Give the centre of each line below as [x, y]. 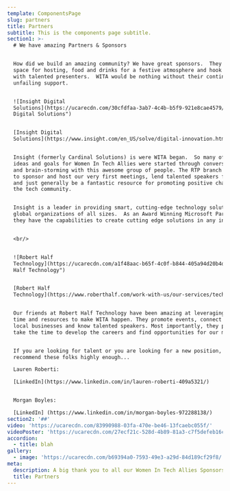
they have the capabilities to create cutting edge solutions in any [114, 220]
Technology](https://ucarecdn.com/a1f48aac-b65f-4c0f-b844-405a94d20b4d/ [120, 264]
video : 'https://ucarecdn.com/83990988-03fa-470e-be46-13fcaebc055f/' [110, 425]
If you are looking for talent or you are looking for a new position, [118, 351]
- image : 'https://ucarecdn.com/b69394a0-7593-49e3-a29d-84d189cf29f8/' [119, 457]
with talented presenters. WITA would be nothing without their [108, 76]
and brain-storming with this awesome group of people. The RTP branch [118, 170]
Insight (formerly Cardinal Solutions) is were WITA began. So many [114, 157]
